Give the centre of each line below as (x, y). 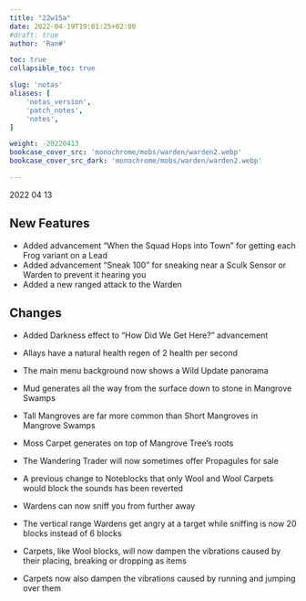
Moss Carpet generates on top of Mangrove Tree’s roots (128, 443)
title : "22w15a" (40, 18)
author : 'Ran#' (38, 43)
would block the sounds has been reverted (103, 488)
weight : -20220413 (44, 144)
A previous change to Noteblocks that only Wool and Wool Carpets (148, 478)
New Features (50, 223)
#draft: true (34, 35)
